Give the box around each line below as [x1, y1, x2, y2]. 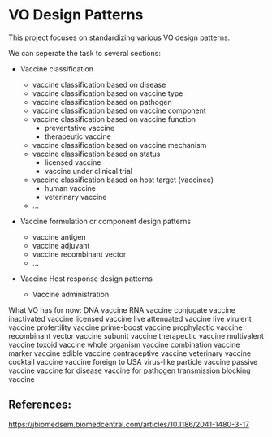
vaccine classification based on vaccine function [32, 114, 196, 123]
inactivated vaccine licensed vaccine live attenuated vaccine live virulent [8, 314, 252, 323]
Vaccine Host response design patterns [19, 274, 153, 283]
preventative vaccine [44, 123, 115, 132]
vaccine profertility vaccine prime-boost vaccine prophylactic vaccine [8, 322, 243, 332]
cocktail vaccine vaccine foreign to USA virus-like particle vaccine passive [8, 357, 258, 366]
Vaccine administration [32, 289, 110, 299]
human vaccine [44, 183, 96, 193]
